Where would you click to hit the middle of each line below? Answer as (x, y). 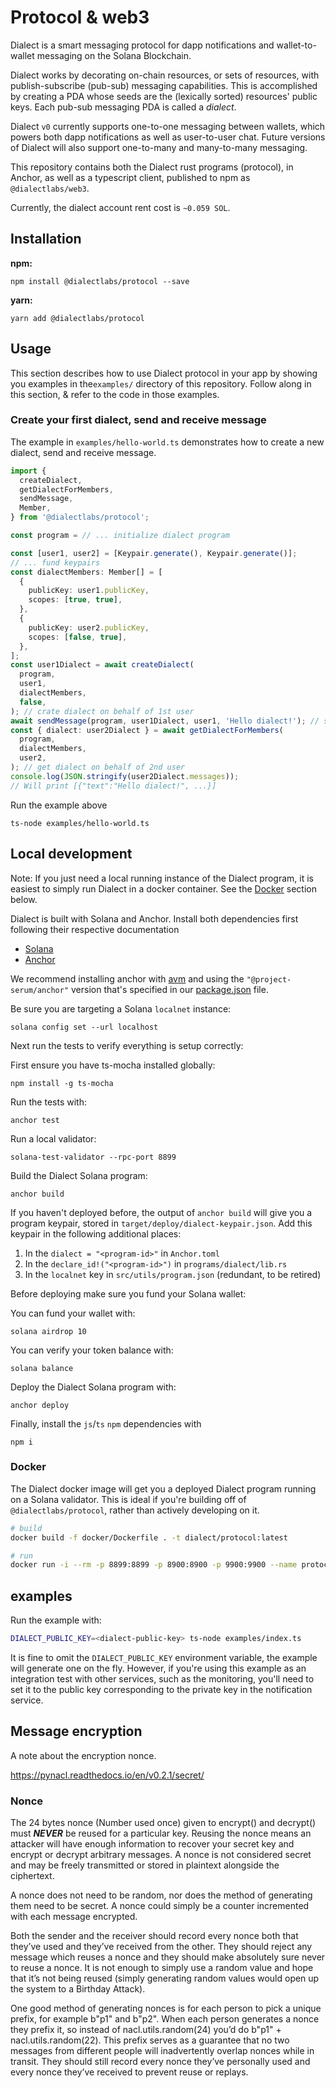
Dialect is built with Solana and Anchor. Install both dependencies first (154, 918)
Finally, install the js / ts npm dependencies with (106, 1423)
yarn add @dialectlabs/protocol (77, 318)
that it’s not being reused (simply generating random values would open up (165, 1978)
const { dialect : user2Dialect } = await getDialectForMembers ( (147, 730)
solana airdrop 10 (48, 1331)
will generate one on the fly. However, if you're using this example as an (158, 1668)
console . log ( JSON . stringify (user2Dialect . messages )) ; (125, 776)
